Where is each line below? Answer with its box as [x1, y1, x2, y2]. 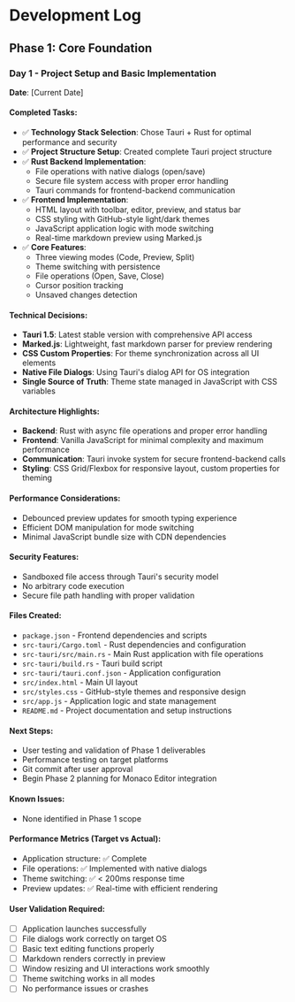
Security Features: [9, 552, 79, 562]
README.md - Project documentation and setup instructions [21, 705, 232, 716]
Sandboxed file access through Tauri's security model [21, 571, 219, 582]
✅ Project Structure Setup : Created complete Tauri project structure [21, 147, 272, 157]
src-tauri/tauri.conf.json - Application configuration [21, 668, 222, 678]
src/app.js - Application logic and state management [21, 696, 216, 707]
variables [21, 386, 56, 396]
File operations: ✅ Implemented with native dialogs [21, 863, 208, 874]
